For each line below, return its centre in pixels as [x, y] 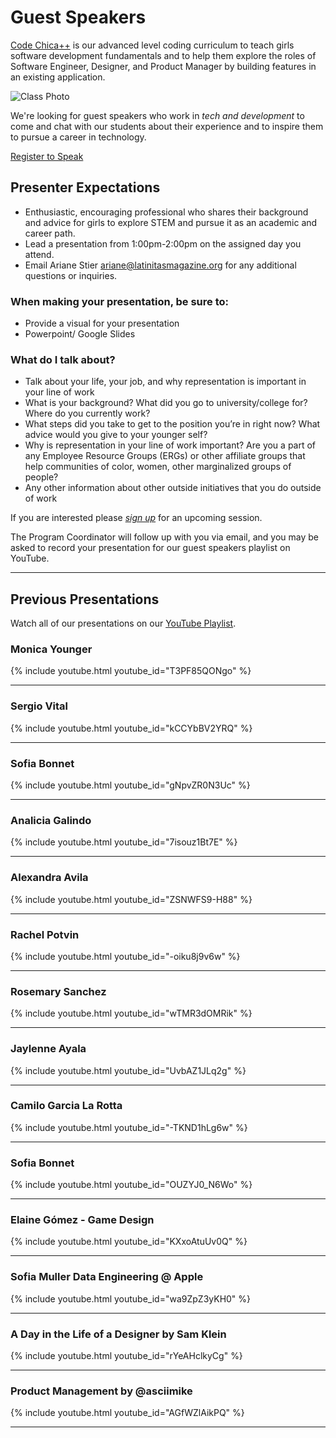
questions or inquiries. [71, 275]
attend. [39, 254]
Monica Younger [51, 649]
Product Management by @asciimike [101, 1391]
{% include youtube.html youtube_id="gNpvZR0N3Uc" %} [130, 785]
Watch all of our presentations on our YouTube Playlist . [123, 623]
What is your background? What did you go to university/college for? [166, 403]
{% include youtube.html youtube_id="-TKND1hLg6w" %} [129, 1127]
